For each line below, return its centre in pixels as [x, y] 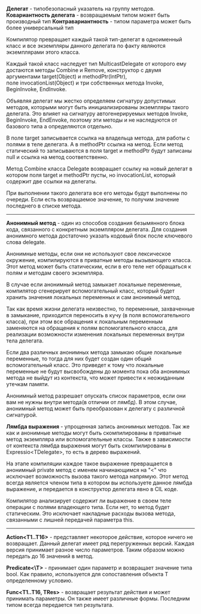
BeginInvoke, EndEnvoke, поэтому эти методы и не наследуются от [92, 120]
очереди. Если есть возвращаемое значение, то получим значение [93, 199]
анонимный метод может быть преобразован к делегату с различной [96, 408]
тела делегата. [25, 341]
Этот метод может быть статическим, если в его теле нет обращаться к [99, 267]
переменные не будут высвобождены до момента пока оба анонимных [98, 371]
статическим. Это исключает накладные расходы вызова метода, [91, 513]
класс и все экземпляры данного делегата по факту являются [86, 46]
